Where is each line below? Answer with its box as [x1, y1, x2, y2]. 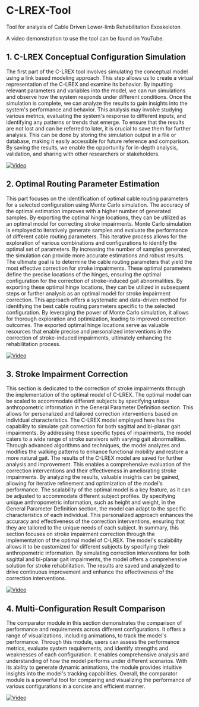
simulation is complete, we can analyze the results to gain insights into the [6, 99, 188, 107]
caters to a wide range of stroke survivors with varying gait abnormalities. [6, 435, 187, 443]
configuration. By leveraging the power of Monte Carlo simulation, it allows [6, 309, 189, 316]
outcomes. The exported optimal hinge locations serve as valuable [6, 321, 169, 328]
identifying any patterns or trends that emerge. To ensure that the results [6, 119, 185, 126]
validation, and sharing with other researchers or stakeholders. [6, 150, 160, 157]
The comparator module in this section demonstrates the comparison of [6, 619, 182, 627]
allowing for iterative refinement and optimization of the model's [6, 480, 163, 487]
